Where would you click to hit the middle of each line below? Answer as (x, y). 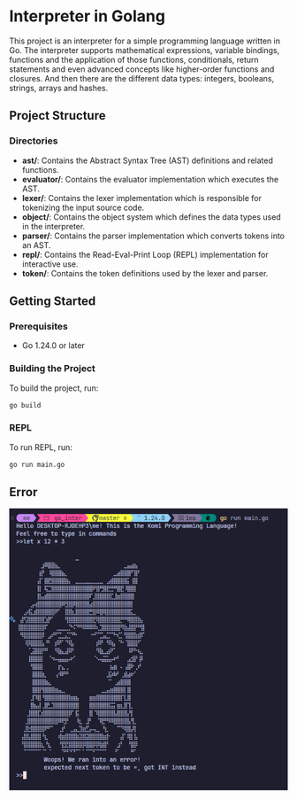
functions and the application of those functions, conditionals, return (134, 59)
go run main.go (37, 464)
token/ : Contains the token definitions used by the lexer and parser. (145, 273)
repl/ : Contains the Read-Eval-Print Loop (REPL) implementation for (145, 254)
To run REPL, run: (41, 447)
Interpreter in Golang (88, 16)
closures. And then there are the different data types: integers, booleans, (142, 78)
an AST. (36, 245)
